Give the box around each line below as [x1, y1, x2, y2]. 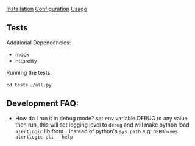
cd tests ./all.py [6, 82, 52, 88]
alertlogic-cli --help [15, 134, 73, 140]
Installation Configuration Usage [6, 5, 87, 12]
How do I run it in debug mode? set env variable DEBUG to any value [15, 114, 188, 122]
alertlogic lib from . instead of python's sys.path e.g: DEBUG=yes [15, 127, 179, 134]
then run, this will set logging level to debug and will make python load [15, 121, 190, 128]
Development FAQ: [6, 99, 79, 109]
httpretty [15, 57, 38, 64]
